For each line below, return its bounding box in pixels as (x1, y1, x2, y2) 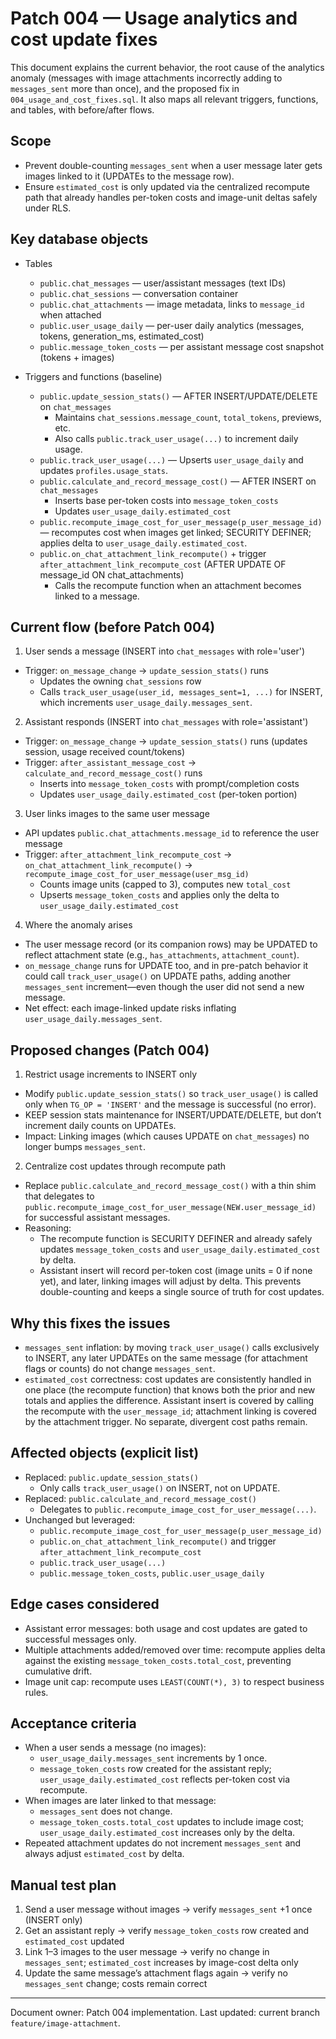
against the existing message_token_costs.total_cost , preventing (24, 1654, 292, 1666)
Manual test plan (10, 1877, 117, 1894)
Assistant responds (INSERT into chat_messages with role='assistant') (24, 716, 309, 728)
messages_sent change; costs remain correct (24, 1978, 208, 1990)
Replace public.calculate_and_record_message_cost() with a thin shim (24, 1180, 317, 1192)
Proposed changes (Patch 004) (10, 1042, 210, 1059)
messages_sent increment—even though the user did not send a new (24, 981, 305, 993)
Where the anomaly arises (24, 919, 133, 931)
